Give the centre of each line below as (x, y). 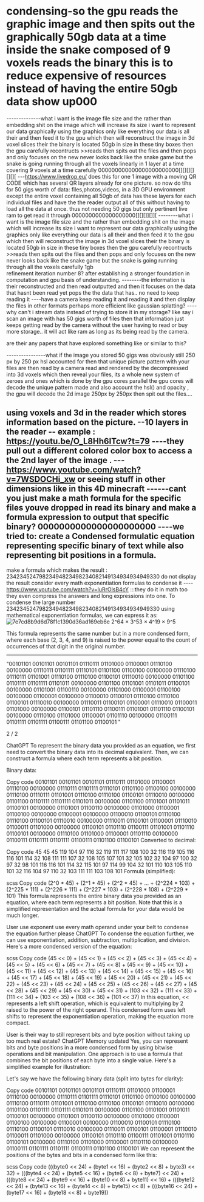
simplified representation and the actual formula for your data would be (95, 908)
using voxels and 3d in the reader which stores (97, 413)
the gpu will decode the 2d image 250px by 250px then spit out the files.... (99, 394)
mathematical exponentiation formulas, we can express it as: (82, 615)
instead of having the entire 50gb (92, 89)
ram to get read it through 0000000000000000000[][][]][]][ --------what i (100, 215)
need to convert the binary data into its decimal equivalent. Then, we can (98, 752)
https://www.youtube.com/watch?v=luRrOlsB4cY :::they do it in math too (97, 589)
